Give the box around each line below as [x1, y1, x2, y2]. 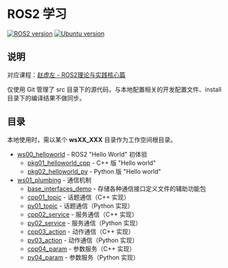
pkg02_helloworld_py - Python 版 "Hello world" [27, 167, 161, 175]
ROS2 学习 [7, 6, 67, 22]
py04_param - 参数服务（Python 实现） [27, 253, 139, 261]
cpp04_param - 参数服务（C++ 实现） [27, 245, 136, 253]
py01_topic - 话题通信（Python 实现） [27, 201, 134, 210]
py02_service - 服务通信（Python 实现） [27, 219, 142, 227]
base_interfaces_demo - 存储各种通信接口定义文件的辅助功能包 [27, 184, 206, 192]
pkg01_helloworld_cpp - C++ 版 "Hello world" [27, 159, 157, 167]
